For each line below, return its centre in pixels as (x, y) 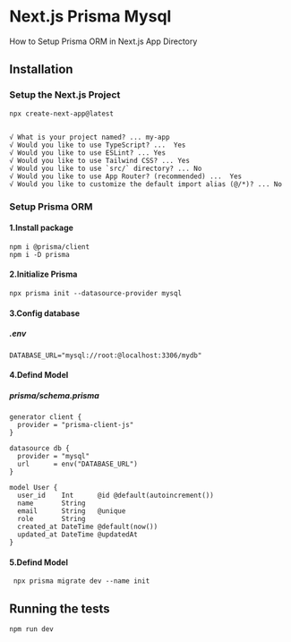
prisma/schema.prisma (55, 395)
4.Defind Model (39, 375)
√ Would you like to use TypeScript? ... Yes (98, 145)
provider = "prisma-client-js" (76, 425)
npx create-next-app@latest (62, 114)
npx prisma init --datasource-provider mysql (95, 293)
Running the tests (60, 608)
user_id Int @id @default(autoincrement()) (116, 496)
